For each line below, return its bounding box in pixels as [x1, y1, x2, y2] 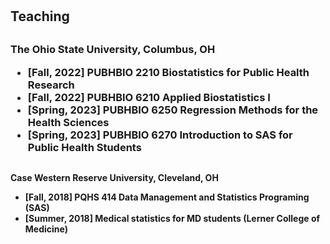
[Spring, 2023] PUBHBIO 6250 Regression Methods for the [27, 103, 319, 117]
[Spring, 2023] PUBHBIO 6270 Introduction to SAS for [27, 128, 293, 142]
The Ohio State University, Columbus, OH [10, 43, 216, 57]
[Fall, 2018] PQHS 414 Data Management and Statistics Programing [24, 191, 310, 203]
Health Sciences [27, 115, 110, 129]
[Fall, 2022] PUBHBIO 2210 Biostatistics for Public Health [27, 65, 310, 79]
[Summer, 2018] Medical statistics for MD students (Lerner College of [24, 212, 321, 224]
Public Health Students [27, 140, 142, 154]
